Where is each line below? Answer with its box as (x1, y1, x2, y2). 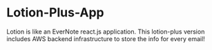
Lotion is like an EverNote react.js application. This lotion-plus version (6, 27, 205, 36)
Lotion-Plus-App (6, 5, 104, 21)
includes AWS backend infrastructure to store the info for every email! (6, 34, 205, 42)
